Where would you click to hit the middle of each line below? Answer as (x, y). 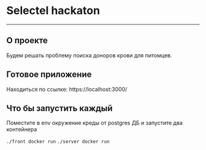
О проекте (27, 41)
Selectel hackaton (53, 11)
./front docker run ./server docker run (58, 142)
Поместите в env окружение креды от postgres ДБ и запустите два (94, 123)
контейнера (22, 129)
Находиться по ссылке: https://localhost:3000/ (67, 89)
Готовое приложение (49, 75)
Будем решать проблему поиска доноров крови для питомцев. (90, 55)
